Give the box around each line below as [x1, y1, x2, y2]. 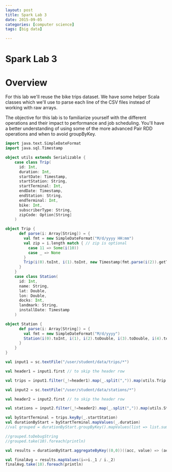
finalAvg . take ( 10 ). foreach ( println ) [5, 462, 83, 467]
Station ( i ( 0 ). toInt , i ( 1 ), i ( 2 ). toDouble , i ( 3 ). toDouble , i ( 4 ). [24, 336, 164, 341]
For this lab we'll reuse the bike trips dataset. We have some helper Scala [5, 93, 160, 100]
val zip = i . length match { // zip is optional [24, 240, 127, 246]
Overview [5, 77, 48, 88]
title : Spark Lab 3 [5, 12, 47, 17]
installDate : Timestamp [18, 308, 70, 313]
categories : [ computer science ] [5, 22, 74, 27]
